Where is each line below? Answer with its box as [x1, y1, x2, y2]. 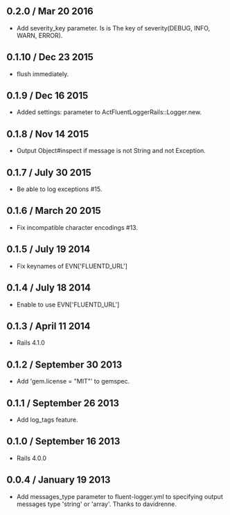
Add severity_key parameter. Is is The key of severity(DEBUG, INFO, [16, 24, 211, 32]
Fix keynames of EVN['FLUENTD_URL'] [16, 262, 127, 270]
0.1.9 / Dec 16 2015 [6, 90, 89, 102]
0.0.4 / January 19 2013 [6, 474, 111, 486]
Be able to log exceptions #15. [16, 185, 103, 193]
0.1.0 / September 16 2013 [6, 435, 121, 447]
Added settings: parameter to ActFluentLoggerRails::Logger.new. [16, 108, 202, 116]
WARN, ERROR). [16, 31, 63, 39]
